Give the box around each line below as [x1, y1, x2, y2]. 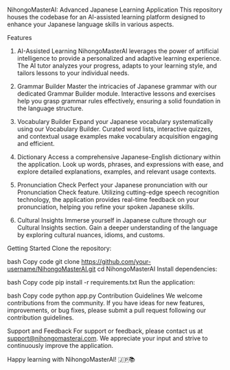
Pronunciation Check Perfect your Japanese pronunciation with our [16, 181, 208, 189]
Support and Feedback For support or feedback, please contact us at [7, 327, 203, 336]
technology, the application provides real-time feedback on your [16, 196, 199, 204]
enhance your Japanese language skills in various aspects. [7, 20, 174, 29]
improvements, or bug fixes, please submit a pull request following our [7, 306, 207, 315]
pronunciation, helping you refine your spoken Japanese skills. [16, 203, 195, 212]
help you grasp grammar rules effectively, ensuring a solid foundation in [16, 97, 221, 105]
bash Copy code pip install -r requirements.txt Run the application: [7, 278, 196, 287]
